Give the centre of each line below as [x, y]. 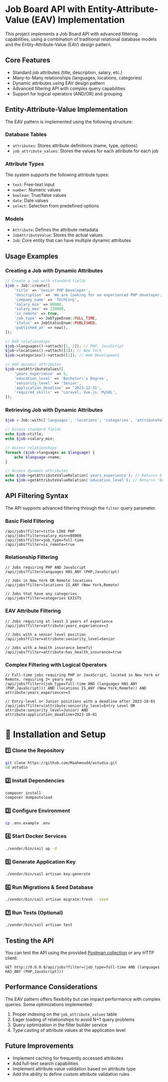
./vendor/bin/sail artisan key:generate [48, 874]
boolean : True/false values [39, 195]
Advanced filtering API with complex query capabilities [69, 88]
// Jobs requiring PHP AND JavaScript [45, 568]
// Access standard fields [33, 430]
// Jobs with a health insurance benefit [49, 648]
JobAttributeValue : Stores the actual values [57, 235]
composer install [23, 793]
